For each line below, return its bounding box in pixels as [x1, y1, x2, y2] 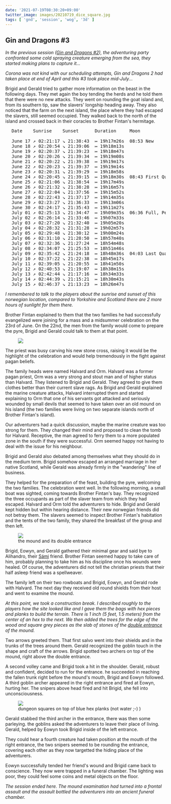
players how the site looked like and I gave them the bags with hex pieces [5, 606, 160, 612]
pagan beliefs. [5, 358, 36, 364]
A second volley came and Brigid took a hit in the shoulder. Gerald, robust [5, 663, 160, 670]
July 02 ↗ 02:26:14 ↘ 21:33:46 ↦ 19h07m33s [11, 215, 125, 221]
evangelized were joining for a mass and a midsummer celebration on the [5, 317, 159, 324]
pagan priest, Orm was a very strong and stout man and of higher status [5, 374, 157, 380]
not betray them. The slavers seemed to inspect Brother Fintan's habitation [5, 512, 162, 518]
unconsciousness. [5, 691, 44, 697]
